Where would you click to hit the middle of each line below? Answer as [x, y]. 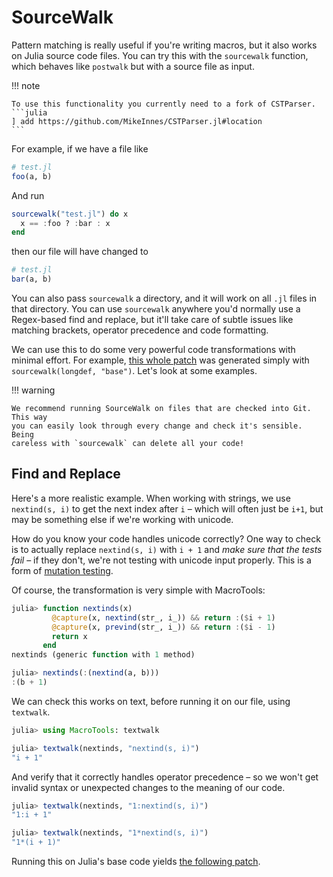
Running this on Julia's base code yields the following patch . [136, 861]
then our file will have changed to [80, 252]
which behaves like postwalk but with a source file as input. [133, 66]
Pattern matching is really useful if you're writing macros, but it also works [164, 45]
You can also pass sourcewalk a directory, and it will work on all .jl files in [164, 298]
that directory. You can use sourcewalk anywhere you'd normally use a [156, 309]
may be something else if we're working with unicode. [122, 519]
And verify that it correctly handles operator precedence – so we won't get [165, 777]
